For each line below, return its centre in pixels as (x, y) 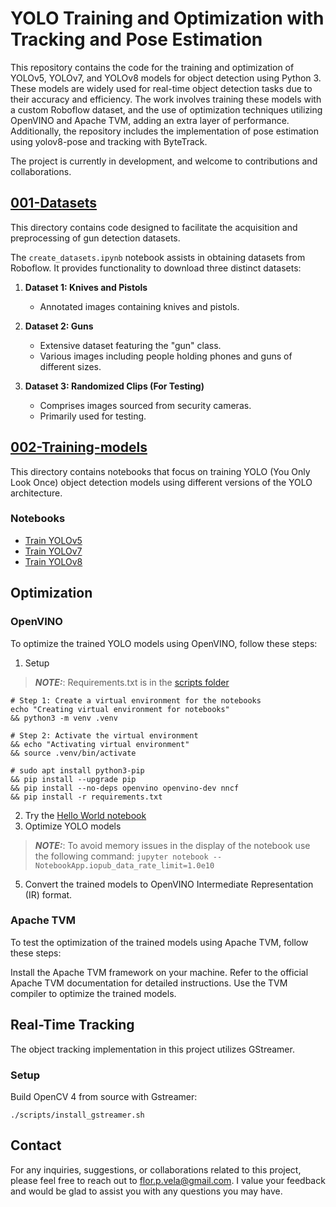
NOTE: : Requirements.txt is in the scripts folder (132, 682)
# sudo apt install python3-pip (77, 770)
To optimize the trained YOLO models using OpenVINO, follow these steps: (164, 643)
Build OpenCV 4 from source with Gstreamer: (104, 1096)
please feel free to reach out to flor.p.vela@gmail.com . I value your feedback (168, 1180)
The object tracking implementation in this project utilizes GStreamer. (152, 1049)
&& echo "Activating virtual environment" (100, 744)
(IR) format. (48, 894)
